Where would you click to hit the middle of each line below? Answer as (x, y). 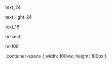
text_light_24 (18, 17)
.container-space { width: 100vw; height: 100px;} (56, 56)
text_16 (12, 27)
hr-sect (13, 37)
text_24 (13, 7)
